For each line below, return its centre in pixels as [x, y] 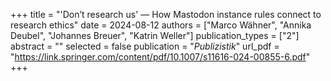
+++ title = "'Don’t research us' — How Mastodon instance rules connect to [166, 14]
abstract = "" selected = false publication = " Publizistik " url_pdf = [145, 46]
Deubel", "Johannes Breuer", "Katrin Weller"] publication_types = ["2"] [155, 35]
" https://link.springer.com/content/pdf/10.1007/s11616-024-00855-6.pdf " [160, 57]
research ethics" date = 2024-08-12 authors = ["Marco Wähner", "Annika [161, 25]
